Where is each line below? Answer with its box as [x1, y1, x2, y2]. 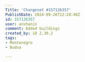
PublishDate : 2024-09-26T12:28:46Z [5, 12, 80, 17]
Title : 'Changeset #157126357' [5, 7, 71, 13]
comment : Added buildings [5, 26, 60, 31]
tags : [5, 36, 17, 41]
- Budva [5, 45, 22, 50]
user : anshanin [5, 21, 37, 27]
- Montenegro [5, 40, 33, 45]
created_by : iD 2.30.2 [5, 31, 53, 36]
